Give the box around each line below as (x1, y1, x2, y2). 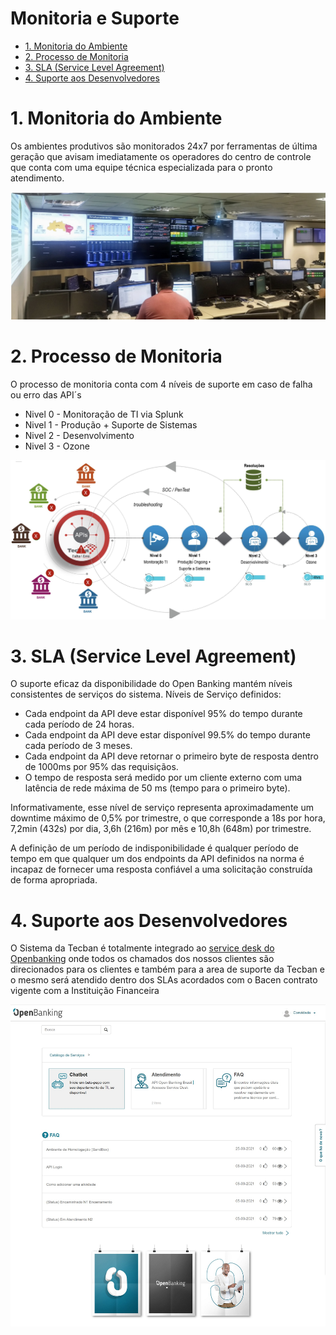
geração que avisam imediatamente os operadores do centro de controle (10, 150, 312, 162)
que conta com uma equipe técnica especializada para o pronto (10, 161, 273, 173)
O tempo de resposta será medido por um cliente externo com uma (24, 772, 303, 784)
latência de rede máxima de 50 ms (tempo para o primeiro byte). (24, 782, 291, 794)
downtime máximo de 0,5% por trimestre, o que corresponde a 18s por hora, (10, 812, 326, 824)
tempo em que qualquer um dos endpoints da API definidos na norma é (10, 853, 305, 865)
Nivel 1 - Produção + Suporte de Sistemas (24, 419, 198, 431)
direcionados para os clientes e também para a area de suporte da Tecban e (10, 963, 325, 976)
